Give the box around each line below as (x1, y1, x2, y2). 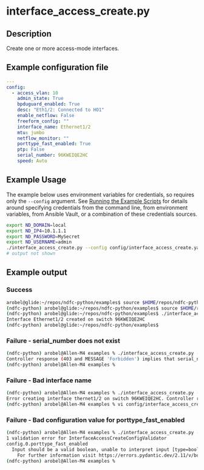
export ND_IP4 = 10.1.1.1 (6, 227, 67, 234)
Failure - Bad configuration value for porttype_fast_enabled (6, 416, 185, 424)
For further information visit (17, 452, 97, 458)
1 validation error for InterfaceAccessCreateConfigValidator (6, 435, 167, 441)
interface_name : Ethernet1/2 (17, 124, 91, 130)
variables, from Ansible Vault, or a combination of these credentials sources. (6, 210, 197, 218)
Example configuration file (6, 62, 109, 73)
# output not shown (6, 251, 56, 257)
